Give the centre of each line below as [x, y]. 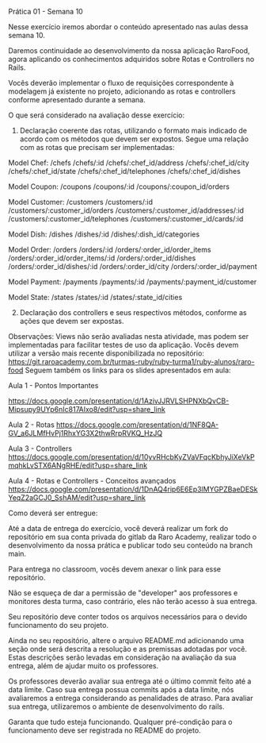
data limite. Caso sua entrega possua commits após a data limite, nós [121, 689]
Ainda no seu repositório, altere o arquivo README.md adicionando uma [126, 641]
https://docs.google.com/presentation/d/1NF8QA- [138, 425]
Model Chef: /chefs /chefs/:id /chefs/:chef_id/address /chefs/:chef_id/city [129, 163]
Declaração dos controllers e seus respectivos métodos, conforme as [133, 312]
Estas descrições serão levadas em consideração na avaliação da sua [122, 657]
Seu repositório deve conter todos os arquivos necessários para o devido [128, 617]
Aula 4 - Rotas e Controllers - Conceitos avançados [92, 481]
